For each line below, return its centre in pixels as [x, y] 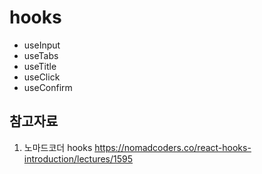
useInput [42, 45]
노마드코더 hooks [58, 147]
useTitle [40, 66]
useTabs [41, 55]
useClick [42, 77]
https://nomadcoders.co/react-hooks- [173, 147]
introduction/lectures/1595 [78, 158]
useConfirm [48, 87]
